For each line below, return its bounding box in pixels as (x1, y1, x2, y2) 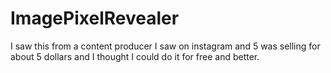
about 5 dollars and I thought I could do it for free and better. (10, 50, 260, 62)
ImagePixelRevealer (10, 7, 180, 30)
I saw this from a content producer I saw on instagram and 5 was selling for (10, 40, 321, 52)
